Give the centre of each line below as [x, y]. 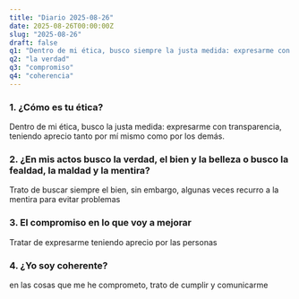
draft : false [34, 43]
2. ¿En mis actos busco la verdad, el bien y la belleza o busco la [149, 159]
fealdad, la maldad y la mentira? [80, 170]
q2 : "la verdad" [39, 59]
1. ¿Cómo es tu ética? [56, 107]
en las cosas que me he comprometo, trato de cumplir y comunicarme [139, 285]
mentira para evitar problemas [65, 200]
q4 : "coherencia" [42, 76]
